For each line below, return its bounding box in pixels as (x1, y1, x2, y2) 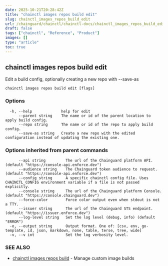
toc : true (5, 44, 26, 49)
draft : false (5, 26, 32, 31)
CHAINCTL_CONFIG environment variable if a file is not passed (5, 180, 140, 185)
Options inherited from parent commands (5, 146, 108, 153)
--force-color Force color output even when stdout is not (18, 197, 160, 202)
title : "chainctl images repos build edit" (5, 12, 97, 17)
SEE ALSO (5, 243, 30, 250)
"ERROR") (5, 219, 23, 224)
